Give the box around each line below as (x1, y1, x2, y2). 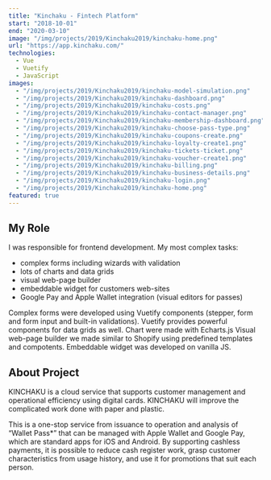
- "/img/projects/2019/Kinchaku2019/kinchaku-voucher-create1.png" (15, 154, 248, 162)
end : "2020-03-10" (8, 27, 70, 35)
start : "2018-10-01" (8, 19, 78, 27)
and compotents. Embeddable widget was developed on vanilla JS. (8, 342, 231, 352)
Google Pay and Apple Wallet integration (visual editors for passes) (19, 292, 244, 302)
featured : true (8, 191, 60, 200)
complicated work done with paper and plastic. (8, 404, 165, 414)
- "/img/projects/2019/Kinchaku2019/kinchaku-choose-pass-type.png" (15, 124, 251, 132)
